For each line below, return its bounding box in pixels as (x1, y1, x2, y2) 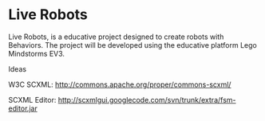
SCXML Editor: (8, 95, 57, 104)
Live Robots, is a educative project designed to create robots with (8, 32, 224, 41)
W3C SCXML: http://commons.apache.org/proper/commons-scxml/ (8, 80, 231, 89)
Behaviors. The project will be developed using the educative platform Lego (8, 40, 257, 49)
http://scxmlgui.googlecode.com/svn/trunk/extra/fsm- (57, 95, 236, 104)
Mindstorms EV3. (8, 49, 65, 58)
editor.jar (8, 103, 38, 113)
